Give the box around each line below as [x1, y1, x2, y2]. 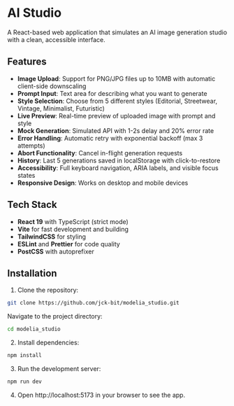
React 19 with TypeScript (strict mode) [17, 217, 129, 225]
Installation [7, 267, 57, 279]
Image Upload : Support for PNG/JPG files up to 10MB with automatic [17, 74, 216, 83]
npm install [7, 352, 42, 359]
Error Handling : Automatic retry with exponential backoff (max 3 [17, 134, 203, 142]
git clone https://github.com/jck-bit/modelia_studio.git [7, 300, 180, 307]
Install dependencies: [17, 338, 80, 347]
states [17, 171, 36, 179]
